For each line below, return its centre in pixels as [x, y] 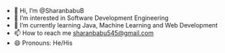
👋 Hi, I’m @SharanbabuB [49, 11]
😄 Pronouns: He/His [43, 43]
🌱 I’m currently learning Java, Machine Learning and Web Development [116, 25]
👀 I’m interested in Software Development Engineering [91, 18]
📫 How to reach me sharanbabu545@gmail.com [84, 33]
